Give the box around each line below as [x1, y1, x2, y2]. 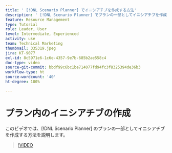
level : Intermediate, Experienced [5, 31, 79, 36]
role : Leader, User [5, 27, 47, 32]
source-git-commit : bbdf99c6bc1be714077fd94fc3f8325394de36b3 [5, 65, 141, 70]
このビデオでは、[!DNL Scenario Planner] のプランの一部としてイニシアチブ [5, 125, 165, 131]
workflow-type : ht [5, 70, 45, 75]
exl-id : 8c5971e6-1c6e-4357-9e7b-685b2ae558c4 [5, 55, 106, 61]
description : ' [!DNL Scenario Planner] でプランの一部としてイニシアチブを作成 [5, 12, 167, 17]
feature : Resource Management [5, 17, 70, 22]
